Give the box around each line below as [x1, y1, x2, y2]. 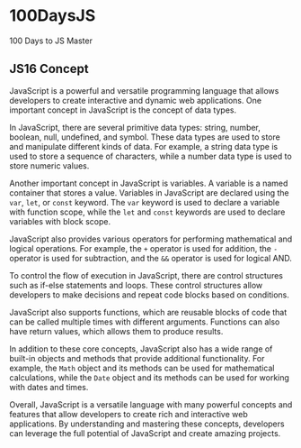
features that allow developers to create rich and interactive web [9, 408, 249, 419]
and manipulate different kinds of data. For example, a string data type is [9, 141, 279, 151]
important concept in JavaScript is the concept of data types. [9, 105, 236, 115]
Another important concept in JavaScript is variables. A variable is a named [9, 178, 288, 188]
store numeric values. [9, 160, 90, 171]
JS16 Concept [9, 61, 89, 77]
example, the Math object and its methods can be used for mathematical [9, 362, 275, 373]
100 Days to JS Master [9, 35, 93, 46]
